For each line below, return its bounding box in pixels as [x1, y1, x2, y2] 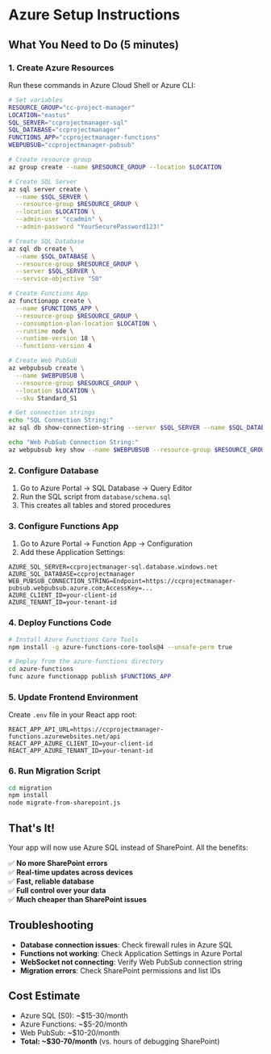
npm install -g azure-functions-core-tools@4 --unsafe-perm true [8, 643, 232, 651]
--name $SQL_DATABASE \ [15, 252, 95, 260]
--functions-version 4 [15, 342, 92, 351]
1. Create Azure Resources [8, 62, 115, 73]
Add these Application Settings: [19, 548, 126, 557]
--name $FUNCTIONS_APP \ [15, 304, 99, 313]
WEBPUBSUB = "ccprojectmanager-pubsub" [8, 141, 135, 149]
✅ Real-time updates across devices [8, 867, 133, 877]
